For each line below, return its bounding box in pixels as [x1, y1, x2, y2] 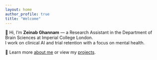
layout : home [5, 7, 32, 12]
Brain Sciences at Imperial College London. [5, 35, 93, 40]
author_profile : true [5, 12, 50, 17]
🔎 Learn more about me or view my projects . [5, 49, 96, 55]
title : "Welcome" [5, 16, 41, 21]
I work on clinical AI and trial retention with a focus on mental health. [5, 40, 145, 46]
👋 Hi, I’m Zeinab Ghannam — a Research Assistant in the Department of [5, 30, 153, 36]
